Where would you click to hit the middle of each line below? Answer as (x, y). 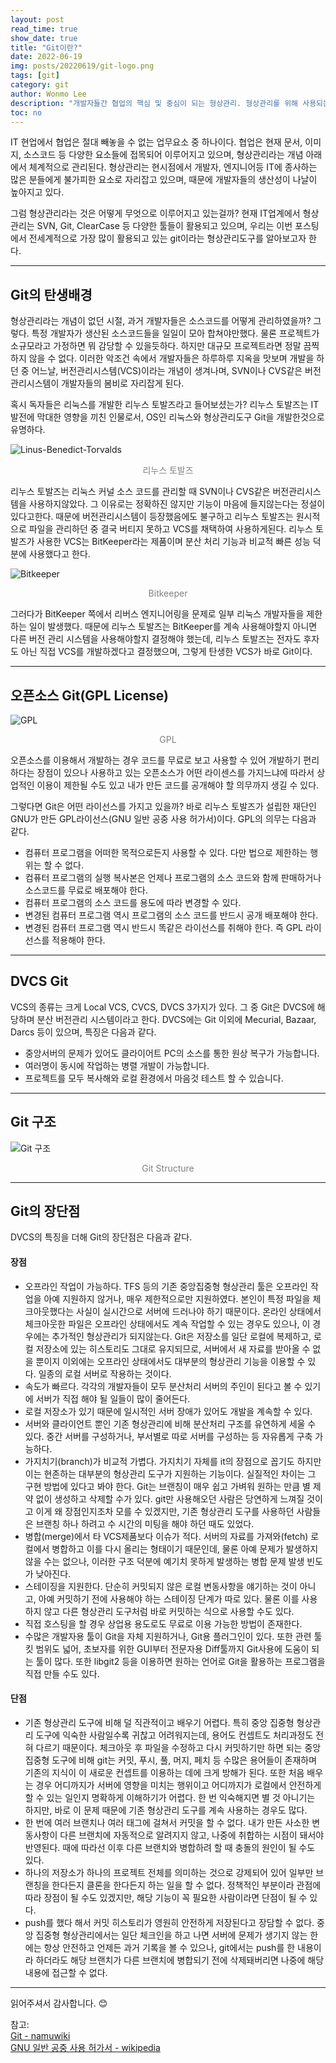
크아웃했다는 (49, 1311)
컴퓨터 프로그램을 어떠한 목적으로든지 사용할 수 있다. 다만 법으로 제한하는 (166, 852)
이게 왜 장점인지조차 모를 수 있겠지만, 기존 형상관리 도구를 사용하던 (165, 1511)
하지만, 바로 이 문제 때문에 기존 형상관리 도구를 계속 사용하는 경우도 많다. (166, 1810)
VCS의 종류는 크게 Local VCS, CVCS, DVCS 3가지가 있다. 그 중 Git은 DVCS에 (162, 1007)
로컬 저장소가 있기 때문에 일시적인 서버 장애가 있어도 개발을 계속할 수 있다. (168, 1411)
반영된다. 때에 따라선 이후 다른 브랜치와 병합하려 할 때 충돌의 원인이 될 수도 (170, 1847)
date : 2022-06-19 (46, 57)
